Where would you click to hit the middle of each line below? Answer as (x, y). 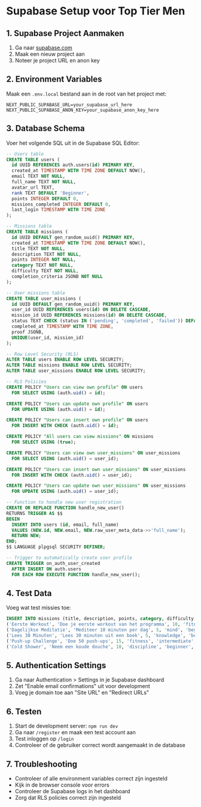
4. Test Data (29, 593)
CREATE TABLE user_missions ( (44, 299)
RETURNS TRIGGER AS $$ (34, 513)
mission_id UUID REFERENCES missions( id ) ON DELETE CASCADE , (89, 315)
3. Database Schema (45, 128)
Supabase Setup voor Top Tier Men (96, 11)
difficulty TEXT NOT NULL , (45, 271)
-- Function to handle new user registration (64, 502)
